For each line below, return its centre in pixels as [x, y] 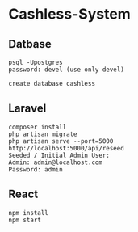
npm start [25, 220]
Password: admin [36, 169]
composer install [38, 127]
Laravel [27, 109]
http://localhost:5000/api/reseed [67, 148]
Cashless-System [69, 14]
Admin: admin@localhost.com [56, 162]
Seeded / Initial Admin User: [59, 155]
